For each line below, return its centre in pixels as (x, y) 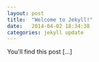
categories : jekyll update (45, 32)
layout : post (26, 13)
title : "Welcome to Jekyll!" (50, 20)
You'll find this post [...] (40, 52)
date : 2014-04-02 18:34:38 (48, 26)
